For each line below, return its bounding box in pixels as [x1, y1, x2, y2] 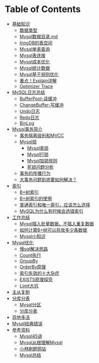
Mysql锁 [19, 139, 37, 145]
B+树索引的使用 [19, 195, 52, 201]
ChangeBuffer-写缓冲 [19, 102, 64, 108]
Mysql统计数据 [19, 65, 50, 71]
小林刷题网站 [19, 345, 46, 351]
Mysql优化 [12, 239, 34, 246]
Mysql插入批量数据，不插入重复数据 [19, 220, 94, 226]
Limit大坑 [19, 282, 39, 288]
